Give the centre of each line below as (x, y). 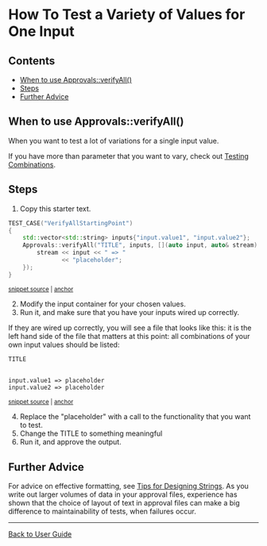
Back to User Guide (40, 534)
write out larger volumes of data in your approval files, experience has (123, 494)
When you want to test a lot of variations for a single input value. (114, 140)
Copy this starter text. (55, 209)
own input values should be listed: (64, 344)
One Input (41, 31)
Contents (32, 61)
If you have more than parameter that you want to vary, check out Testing (128, 156)
